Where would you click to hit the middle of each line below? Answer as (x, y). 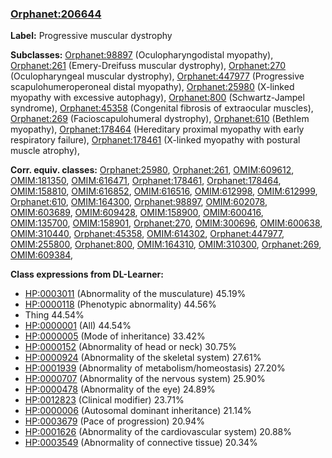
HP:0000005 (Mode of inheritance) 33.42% (115, 336)
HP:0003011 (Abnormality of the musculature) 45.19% (135, 294)
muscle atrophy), (45, 151)
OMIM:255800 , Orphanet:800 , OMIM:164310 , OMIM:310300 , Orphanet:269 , (166, 244)
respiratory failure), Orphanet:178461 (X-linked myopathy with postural (155, 140)
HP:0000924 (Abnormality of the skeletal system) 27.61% (143, 358)
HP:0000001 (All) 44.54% (78, 326)
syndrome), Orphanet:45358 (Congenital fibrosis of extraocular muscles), (162, 108)
